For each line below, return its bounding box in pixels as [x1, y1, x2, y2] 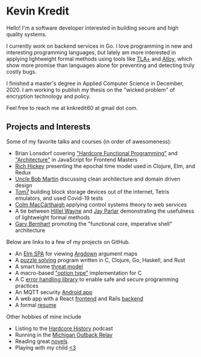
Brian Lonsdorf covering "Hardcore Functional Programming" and [14, 149, 178, 156]
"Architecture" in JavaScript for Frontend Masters [14, 156, 138, 163]
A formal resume [14, 301, 57, 309]
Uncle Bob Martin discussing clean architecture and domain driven [14, 175, 181, 182]
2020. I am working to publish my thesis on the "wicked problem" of [6, 86, 176, 93]
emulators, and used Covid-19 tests [14, 195, 104, 202]
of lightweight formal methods [14, 213, 90, 221]
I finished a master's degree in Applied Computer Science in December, [6, 80, 184, 87]
